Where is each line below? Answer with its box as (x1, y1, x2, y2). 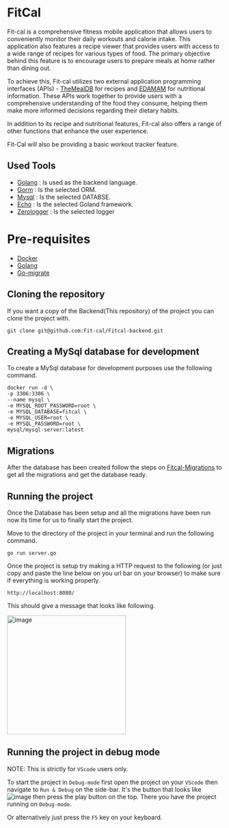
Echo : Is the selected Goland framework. (16, 200, 134, 208)
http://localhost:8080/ (7, 589, 75, 596)
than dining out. (7, 64, 51, 72)
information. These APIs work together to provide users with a (7, 91, 183, 100)
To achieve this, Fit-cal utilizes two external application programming (7, 77, 202, 85)
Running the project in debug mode (7, 746, 161, 758)
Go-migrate (16, 269, 50, 277)
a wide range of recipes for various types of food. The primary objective (7, 49, 211, 58)
